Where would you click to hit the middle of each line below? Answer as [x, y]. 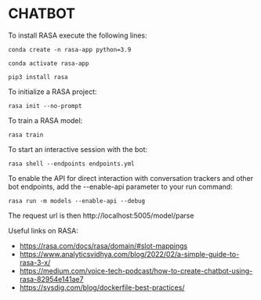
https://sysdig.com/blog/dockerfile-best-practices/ [102, 287]
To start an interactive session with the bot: [78, 149]
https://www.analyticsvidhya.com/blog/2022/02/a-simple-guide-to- [129, 254]
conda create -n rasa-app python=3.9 [70, 49]
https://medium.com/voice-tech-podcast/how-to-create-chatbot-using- [136, 270]
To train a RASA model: [45, 120]
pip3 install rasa [38, 77]
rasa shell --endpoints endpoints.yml [71, 164]
